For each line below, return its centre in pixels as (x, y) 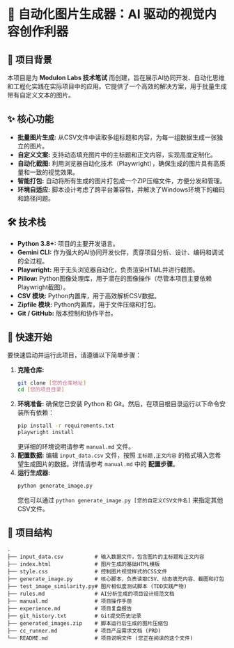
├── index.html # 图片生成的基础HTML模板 (84, 564)
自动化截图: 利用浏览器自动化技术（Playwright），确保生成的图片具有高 (118, 163)
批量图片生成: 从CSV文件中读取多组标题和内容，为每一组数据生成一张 (117, 137)
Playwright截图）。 (43, 287)
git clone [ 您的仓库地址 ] (52, 383)
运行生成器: (34, 472)
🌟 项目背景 (30, 60)
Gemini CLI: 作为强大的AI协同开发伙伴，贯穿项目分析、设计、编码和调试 (120, 252)
